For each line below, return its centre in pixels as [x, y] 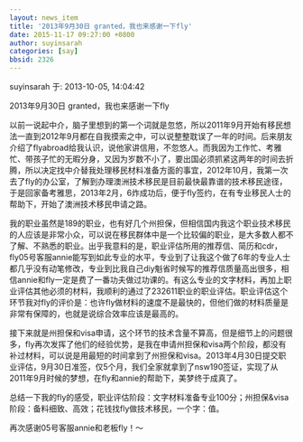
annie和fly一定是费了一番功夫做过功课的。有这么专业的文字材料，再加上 [150, 280]
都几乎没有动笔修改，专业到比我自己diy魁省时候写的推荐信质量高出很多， [145, 268]
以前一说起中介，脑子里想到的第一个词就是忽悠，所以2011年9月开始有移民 [147, 125]
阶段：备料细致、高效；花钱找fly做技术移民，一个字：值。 [117, 409]
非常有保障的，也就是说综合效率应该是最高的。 [96, 314]
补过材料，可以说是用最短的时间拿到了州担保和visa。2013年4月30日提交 [144, 355]
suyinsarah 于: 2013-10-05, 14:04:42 [77, 86]
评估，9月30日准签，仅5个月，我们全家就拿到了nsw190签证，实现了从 [147, 367]
